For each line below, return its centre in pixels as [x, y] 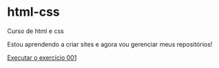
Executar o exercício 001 [42, 57]
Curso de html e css [35, 31]
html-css [33, 12]
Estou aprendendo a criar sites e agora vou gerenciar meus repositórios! [110, 44]
